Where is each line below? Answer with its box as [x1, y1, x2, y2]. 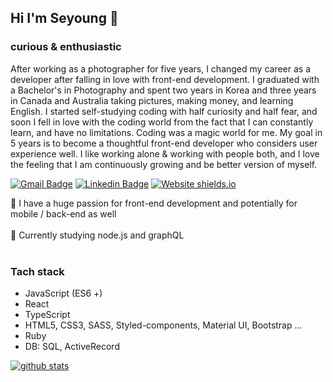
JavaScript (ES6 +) [24, 287, 103, 299]
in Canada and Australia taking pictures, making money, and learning [10, 94, 294, 106]
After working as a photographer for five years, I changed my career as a [10, 62, 312, 75]
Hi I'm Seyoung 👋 [10, 10, 119, 27]
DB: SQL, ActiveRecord [24, 340, 120, 352]
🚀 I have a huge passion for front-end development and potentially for [10, 197, 298, 209]
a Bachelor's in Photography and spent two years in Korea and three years [10, 84, 317, 96]
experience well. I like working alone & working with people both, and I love [10, 147, 320, 160]
